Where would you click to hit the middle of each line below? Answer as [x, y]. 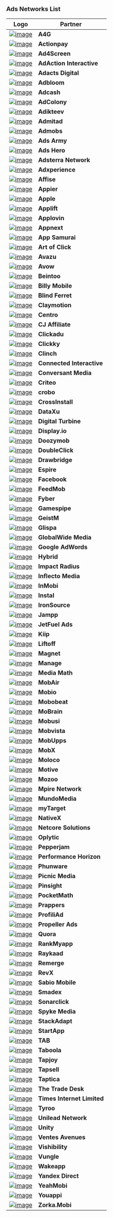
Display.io [53, 431]
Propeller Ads [58, 925]
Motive [48, 770]
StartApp [51, 1031]
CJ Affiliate [55, 324]
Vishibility [53, 1147]
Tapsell [49, 1069]
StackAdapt [55, 1021]
